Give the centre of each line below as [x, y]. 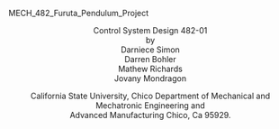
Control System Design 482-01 [150, 30]
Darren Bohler [150, 59]
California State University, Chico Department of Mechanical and [150, 96]
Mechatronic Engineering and [150, 106]
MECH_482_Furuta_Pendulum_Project [79, 13]
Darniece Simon [150, 50]
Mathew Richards [150, 69]
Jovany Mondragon [150, 78]
